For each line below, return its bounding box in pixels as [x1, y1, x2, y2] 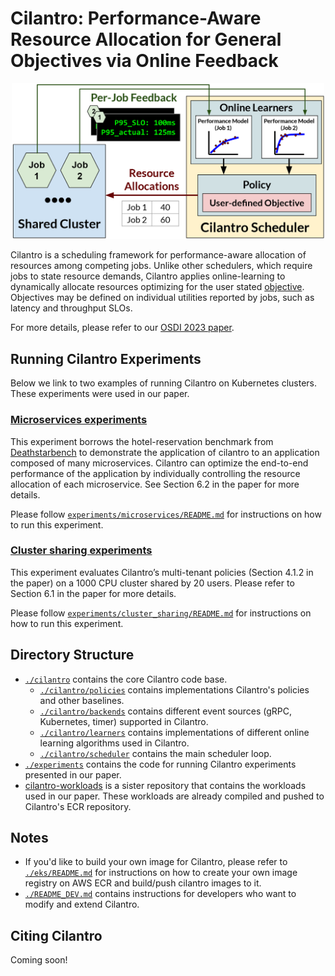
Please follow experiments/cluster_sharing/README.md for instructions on [10, 607, 312, 619]
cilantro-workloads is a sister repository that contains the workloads [24, 779, 307, 791]
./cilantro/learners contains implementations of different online [39, 726, 310, 738]
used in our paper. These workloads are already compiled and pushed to [24, 790, 325, 802]
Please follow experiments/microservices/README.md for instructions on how [10, 508, 322, 520]
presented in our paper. [24, 768, 122, 781]
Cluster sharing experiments [10, 543, 153, 557]
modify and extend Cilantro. [24, 898, 140, 911]
